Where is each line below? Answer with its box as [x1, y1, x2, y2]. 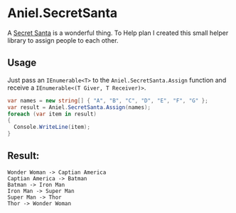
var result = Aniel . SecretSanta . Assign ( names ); [7, 103, 151, 111]
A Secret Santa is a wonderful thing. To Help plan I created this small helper [7, 28, 229, 37]
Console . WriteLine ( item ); [14, 123, 91, 131]
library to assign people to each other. [7, 36, 119, 44]
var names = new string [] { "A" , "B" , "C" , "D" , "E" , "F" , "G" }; [7, 97, 208, 104]
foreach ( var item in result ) [7, 110, 97, 118]
